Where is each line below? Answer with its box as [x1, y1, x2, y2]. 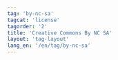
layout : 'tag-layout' [7, 36, 70, 43]
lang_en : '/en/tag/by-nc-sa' [7, 42, 91, 49]
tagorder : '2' [7, 23, 48, 30]
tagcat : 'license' [7, 17, 60, 23]
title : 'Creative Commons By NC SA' [7, 29, 112, 37]
